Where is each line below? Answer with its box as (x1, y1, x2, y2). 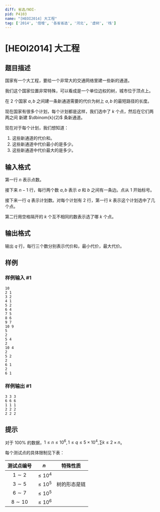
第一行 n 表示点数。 (5, 177, 44, 182)
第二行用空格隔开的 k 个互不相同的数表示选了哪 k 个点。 (5, 214, 116, 220)
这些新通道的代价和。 (12, 135, 55, 141)
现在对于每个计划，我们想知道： (5, 125, 69, 131)
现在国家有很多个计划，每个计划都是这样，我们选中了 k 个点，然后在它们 (5, 109, 150, 115)
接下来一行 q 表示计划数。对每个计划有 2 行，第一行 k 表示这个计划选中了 (5, 198, 151, 203)
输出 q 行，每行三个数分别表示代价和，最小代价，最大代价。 (5, 243, 125, 249)
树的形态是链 (56, 481, 86, 488)
